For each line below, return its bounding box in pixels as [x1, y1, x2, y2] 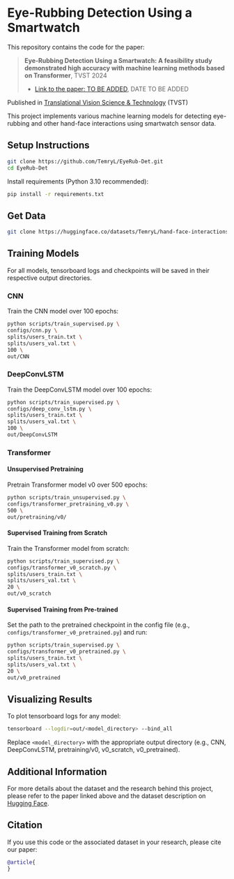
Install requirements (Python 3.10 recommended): [7, 177, 148, 186]
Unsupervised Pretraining [7, 465, 84, 473]
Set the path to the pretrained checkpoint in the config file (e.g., [7, 621, 190, 629]
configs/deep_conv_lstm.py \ [7, 405, 92, 413]
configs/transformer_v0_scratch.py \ [7, 564, 117, 571]
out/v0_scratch [7, 590, 52, 598]
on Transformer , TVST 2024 [24, 71, 107, 80]
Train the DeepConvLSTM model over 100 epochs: [7, 385, 152, 394]
